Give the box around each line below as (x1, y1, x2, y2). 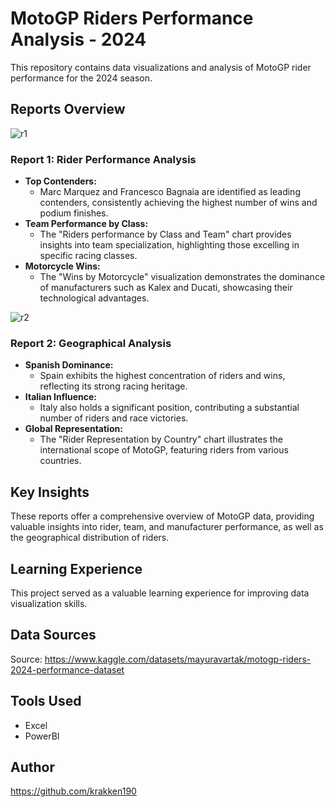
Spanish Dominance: (24, 359, 114, 371)
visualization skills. (10, 597, 88, 609)
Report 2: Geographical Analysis (10, 336, 172, 350)
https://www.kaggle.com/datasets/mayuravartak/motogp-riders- (44, 653, 312, 665)
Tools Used (10, 693, 82, 710)
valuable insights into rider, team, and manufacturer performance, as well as (10, 521, 324, 533)
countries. (39, 455, 82, 467)
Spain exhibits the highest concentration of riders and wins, (39, 370, 286, 382)
